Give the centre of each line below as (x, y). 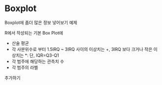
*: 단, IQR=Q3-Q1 (42, 55)
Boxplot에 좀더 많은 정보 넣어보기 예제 (41, 22)
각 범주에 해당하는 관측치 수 (38, 61)
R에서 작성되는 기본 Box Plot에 (34, 33)
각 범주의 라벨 (25, 67)
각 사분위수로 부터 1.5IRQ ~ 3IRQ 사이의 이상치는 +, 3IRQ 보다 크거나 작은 (82, 49)
